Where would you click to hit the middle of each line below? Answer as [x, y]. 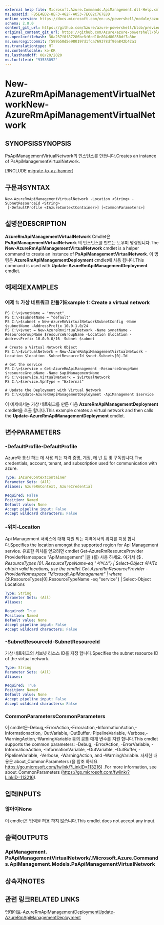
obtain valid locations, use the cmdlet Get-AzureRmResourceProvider [75, 569]
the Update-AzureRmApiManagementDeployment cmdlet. [65, 416]
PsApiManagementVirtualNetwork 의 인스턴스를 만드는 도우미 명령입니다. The [82, 242]
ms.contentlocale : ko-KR [30, 50]
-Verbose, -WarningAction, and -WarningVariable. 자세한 [96, 755]
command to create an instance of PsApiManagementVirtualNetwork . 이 [79, 254]
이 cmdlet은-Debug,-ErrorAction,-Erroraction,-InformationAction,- [71, 728]
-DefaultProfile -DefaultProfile [41, 446]
